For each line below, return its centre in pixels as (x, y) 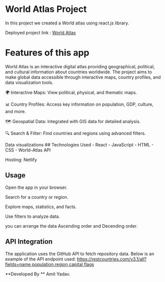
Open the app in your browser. (36, 187)
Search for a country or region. (37, 197)
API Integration (29, 242)
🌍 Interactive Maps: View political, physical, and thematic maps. (71, 92)
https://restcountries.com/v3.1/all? (112, 259)
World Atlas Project (46, 9)
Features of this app (47, 53)
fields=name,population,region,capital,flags (50, 264)
